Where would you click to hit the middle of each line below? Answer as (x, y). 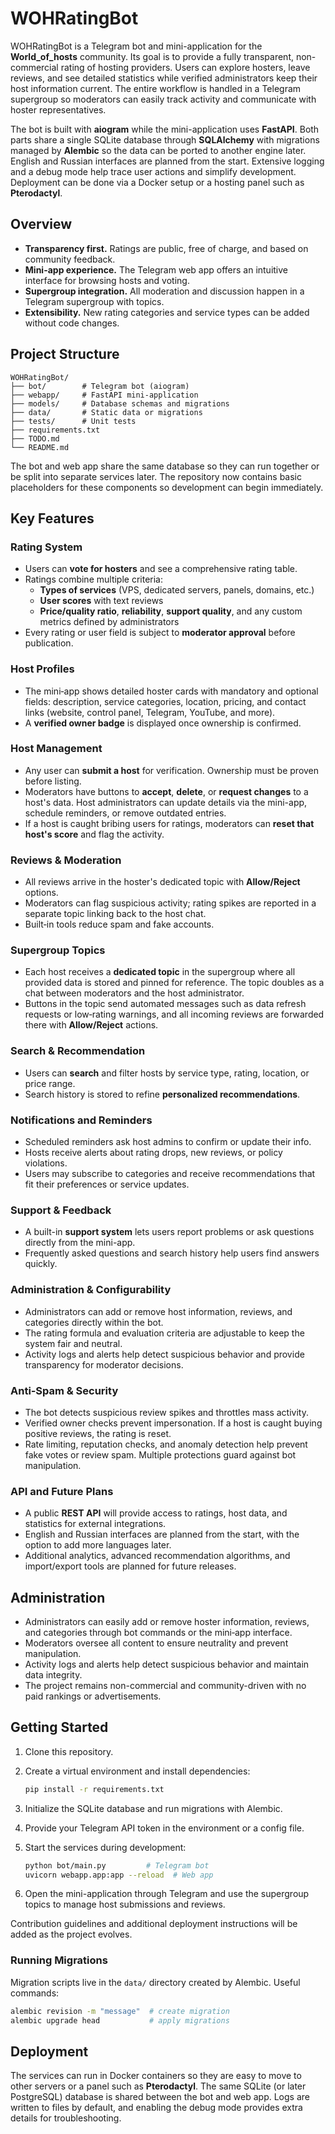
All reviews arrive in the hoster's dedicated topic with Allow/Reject (162, 882)
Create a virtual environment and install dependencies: (137, 1771)
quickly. (41, 1264)
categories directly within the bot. (94, 1322)
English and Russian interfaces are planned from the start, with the (162, 1534)
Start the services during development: (105, 1847)
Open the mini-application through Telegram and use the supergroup (167, 1894)
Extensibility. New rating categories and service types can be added (167, 312)
